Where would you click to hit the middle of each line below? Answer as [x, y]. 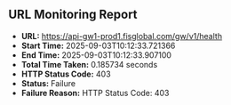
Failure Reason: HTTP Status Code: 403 [95, 93]
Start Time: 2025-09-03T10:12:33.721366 [98, 45]
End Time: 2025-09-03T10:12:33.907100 [96, 55]
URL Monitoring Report [73, 15]
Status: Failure [48, 83]
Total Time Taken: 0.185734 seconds [89, 64]
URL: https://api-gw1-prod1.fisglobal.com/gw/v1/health [122, 36]
